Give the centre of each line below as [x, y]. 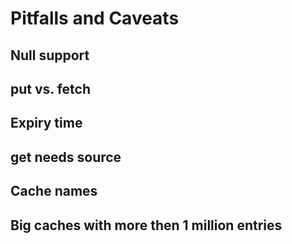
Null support [50, 55]
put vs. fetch [50, 88]
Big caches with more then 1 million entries [146, 225]
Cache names [54, 191]
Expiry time [46, 123]
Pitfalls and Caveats [95, 18]
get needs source [66, 157]
